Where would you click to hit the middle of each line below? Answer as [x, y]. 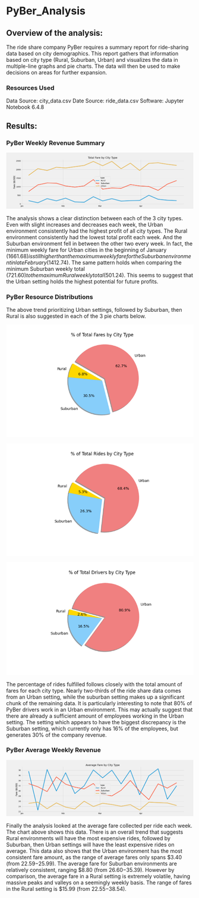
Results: [22, 126]
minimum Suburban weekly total [45, 269]
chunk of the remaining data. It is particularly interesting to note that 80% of [99, 703]
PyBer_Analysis [46, 11]
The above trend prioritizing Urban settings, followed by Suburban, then [94, 310]
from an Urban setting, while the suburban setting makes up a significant [95, 697]
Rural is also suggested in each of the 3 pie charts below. [76, 316]
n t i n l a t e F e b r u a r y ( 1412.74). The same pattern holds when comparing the [94, 262]
